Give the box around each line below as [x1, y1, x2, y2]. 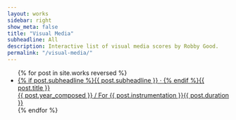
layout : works [7, 10, 49, 18]
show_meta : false [7, 23, 58, 30]
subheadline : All [7, 36, 58, 44]
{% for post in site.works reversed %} [17, 68, 128, 77]
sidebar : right [7, 17, 52, 24]
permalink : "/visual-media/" [7, 50, 93, 57]
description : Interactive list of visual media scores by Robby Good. [7, 43, 219, 50]
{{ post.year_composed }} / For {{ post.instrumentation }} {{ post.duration [17, 91, 230, 99]
